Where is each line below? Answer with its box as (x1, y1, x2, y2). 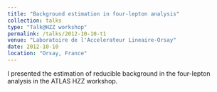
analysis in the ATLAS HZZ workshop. (7, 76, 118, 85)
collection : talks (7, 17, 62, 24)
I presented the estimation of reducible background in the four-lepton (7, 69, 211, 78)
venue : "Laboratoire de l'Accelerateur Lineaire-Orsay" (7, 37, 176, 44)
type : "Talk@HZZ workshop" (7, 23, 88, 30)
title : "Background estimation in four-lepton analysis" (7, 10, 180, 18)
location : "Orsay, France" (7, 50, 88, 57)
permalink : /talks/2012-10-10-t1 (7, 30, 107, 38)
